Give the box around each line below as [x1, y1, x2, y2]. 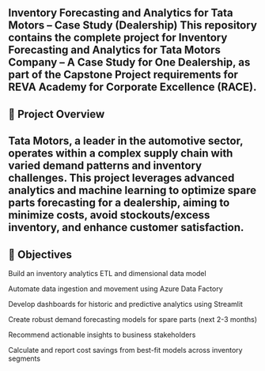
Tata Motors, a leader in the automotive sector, [8, 134, 244, 148]
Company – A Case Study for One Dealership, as [8, 55, 251, 70]
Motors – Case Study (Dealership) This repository [8, 19, 257, 32]
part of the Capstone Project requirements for [8, 68, 239, 81]
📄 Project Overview [8, 107, 105, 121]
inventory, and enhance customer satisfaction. [8, 221, 244, 234]
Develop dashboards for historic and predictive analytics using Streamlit [8, 299, 244, 309]
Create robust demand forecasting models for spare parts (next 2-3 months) [8, 314, 258, 324]
